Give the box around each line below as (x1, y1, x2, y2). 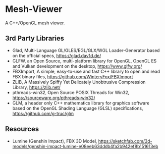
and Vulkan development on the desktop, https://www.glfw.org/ (12, 63, 142, 69)
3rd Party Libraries (5, 34, 64, 43)
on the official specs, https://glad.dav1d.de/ (12, 52, 102, 58)
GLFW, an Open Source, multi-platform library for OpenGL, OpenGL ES (12, 58, 157, 64)
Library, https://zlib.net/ (12, 84, 61, 90)
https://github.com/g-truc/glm (12, 110, 74, 116)
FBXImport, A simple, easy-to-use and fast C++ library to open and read (12, 68, 160, 74)
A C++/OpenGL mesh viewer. (5, 20, 65, 26)
